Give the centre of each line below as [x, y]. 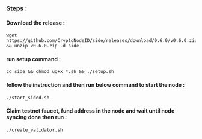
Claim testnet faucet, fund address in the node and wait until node [90, 111]
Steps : [17, 8]
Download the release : [35, 23]
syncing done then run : [37, 117]
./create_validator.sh [35, 130]
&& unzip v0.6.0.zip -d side [43, 46]
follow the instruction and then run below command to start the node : [96, 84]
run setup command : [34, 59]
